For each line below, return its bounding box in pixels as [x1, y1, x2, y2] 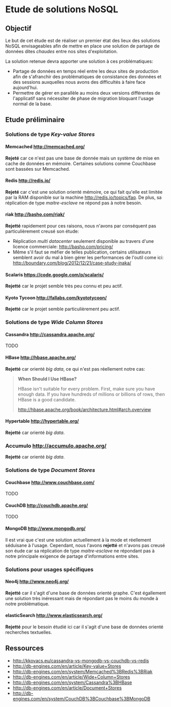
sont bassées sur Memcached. [5, 166, 70, 172]
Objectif [5, 24, 32, 33]
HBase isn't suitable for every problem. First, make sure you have [17, 385, 155, 392]
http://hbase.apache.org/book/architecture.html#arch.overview [17, 406, 152, 413]
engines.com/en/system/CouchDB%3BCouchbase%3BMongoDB [12, 695, 151, 701]
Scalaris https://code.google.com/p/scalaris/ [5, 271, 104, 278]
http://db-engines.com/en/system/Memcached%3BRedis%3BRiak [12, 668, 153, 674]
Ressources [5, 644, 44, 653]
